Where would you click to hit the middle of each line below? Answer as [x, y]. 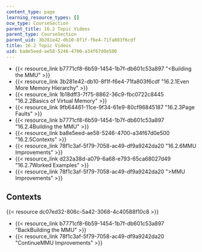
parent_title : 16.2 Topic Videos [48, 29]
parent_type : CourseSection [42, 35]
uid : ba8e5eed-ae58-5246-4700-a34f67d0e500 [62, 51]
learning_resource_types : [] [43, 18]
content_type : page [31, 12]
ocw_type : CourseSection [37, 23]
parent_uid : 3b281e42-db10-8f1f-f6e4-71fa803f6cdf [71, 40]
